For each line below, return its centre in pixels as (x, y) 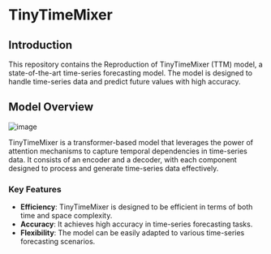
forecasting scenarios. (58, 242)
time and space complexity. (66, 216)
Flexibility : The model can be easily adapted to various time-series (132, 233)
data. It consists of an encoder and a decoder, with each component (123, 159)
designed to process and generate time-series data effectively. (114, 168)
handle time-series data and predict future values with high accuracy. (125, 82)
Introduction (41, 45)
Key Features (35, 189)
